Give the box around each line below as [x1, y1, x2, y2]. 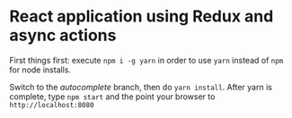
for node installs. [9, 64, 72, 75]
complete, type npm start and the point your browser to [9, 91, 216, 102]
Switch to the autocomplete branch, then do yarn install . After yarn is [9, 81, 272, 92]
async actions [9, 25, 117, 46]
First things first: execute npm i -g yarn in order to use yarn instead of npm [9, 55, 284, 65]
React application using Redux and [9, 6, 274, 27]
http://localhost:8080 [9, 100, 94, 109]
